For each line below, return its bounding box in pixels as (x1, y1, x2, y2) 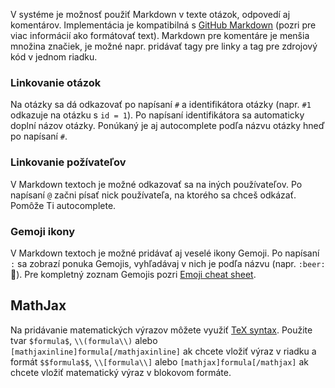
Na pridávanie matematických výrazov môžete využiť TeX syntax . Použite (10, 324, 313, 336)
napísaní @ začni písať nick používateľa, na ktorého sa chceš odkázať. (10, 189, 297, 201)
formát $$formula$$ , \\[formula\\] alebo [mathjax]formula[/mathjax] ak (10, 355, 310, 368)
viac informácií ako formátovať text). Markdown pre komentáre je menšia (10, 30, 310, 41)
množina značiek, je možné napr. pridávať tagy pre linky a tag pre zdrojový (10, 40, 318, 52)
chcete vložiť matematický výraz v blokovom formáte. (10, 366, 232, 378)
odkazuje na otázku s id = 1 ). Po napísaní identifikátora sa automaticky (10, 109, 305, 121)
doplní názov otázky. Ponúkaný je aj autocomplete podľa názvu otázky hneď (10, 120, 325, 132)
